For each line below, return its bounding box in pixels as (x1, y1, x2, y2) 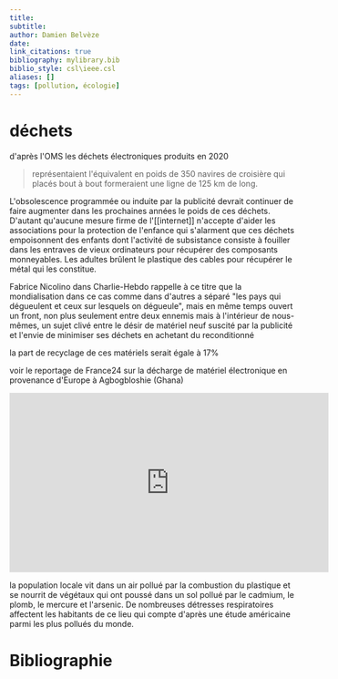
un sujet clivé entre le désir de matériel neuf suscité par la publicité (41, 320, 293, 331)
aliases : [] (9, 73, 55, 82)
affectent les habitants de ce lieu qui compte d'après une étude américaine (9, 608, 292, 620)
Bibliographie (9, 650, 113, 671)
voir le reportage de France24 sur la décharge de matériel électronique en (9, 365, 288, 376)
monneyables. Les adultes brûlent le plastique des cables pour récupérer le (9, 253, 293, 264)
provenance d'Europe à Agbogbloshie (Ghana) (9, 375, 184, 386)
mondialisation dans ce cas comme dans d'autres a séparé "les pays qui (9, 291, 282, 302)
